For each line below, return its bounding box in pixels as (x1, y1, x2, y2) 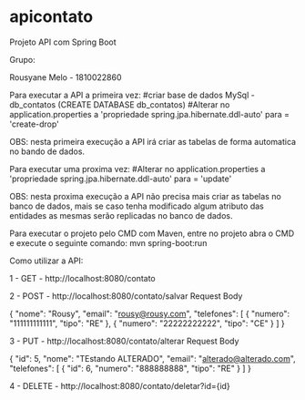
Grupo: (9, 54, 36, 65)
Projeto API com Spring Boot (9, 36, 117, 47)
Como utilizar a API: (9, 255, 84, 266)
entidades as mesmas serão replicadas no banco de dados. (9, 210, 233, 221)
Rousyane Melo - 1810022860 (9, 71, 122, 83)
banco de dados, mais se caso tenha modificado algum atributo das (9, 200, 264, 211)
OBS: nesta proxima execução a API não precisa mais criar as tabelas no (9, 190, 282, 201)
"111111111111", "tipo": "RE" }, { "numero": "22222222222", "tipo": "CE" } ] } (9, 317, 285, 329)
